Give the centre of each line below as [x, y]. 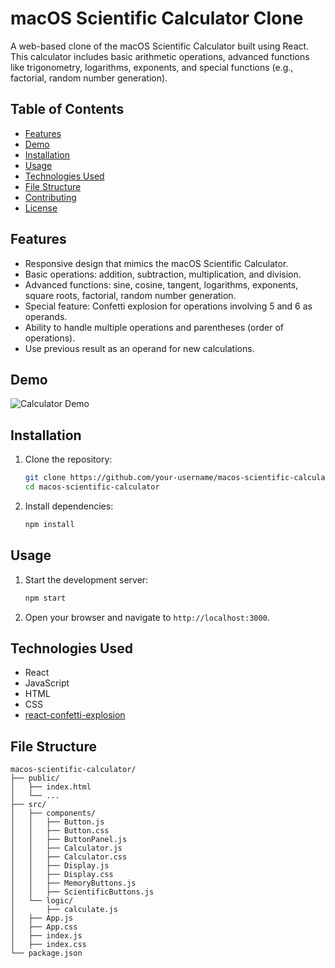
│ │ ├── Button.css [60, 831]
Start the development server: [86, 579]
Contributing [50, 197]
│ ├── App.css [44, 927]
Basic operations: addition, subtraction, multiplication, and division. [163, 274]
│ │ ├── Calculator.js [66, 848]
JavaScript [47, 683]
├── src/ [28, 805]
